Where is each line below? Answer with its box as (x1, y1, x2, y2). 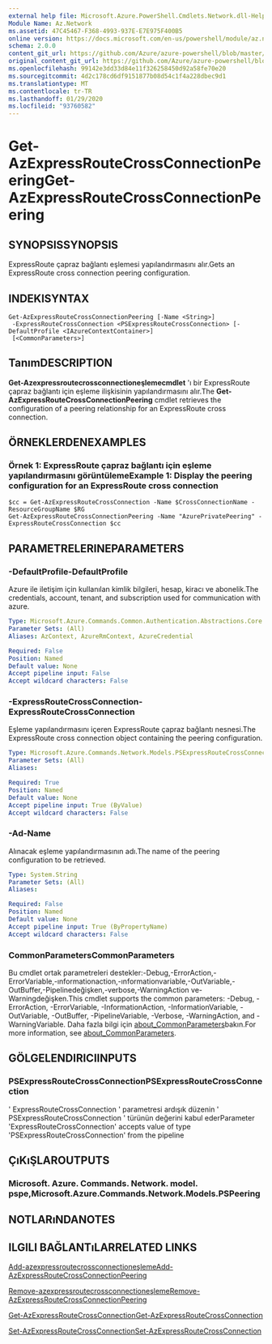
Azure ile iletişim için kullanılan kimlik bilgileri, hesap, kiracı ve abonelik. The (8, 585, 259, 594)
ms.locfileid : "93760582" (8, 102, 96, 110)
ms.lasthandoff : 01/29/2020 (8, 95, 104, 103)
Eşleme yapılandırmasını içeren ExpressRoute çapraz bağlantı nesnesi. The (8, 725, 257, 734)
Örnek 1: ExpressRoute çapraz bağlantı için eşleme (8, 460, 212, 471)
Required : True (8, 779, 60, 787)
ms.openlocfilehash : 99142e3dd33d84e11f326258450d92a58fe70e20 (8, 65, 227, 73)
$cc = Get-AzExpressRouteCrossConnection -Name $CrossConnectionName (8, 499, 249, 507)
